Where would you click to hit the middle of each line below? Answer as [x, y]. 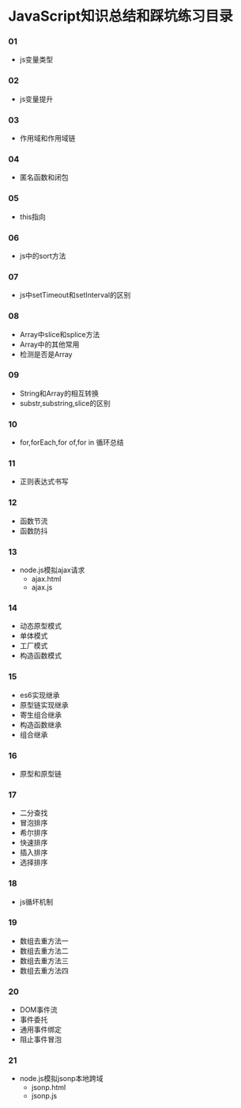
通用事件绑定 [40, 1030]
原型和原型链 [40, 773]
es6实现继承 [40, 695]
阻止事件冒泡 [40, 1040]
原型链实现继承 [44, 704]
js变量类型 [36, 59]
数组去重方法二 [44, 951]
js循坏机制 [36, 901]
